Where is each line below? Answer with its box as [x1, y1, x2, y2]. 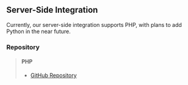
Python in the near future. [6, 28, 71, 35]
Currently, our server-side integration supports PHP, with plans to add [6, 21, 182, 28]
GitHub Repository [30, 72, 78, 79]
